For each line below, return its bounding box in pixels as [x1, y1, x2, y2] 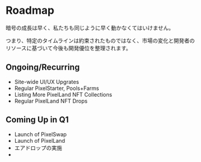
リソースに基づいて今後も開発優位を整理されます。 [5, 44, 132, 52]
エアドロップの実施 [14, 144, 63, 151]
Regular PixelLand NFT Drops [14, 97, 88, 104]
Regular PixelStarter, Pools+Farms [14, 85, 99, 92]
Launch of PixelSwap [14, 130, 67, 138]
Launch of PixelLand [14, 137, 66, 144]
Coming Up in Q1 [5, 115, 69, 125]
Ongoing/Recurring [5, 62, 80, 73]
